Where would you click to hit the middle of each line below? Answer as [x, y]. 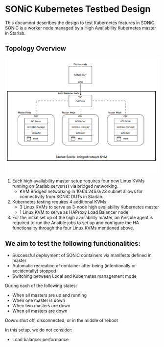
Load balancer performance [40, 340]
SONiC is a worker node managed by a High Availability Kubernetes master [81, 28]
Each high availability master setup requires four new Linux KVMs [78, 181]
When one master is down [38, 300]
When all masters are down [40, 311]
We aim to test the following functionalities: [73, 244]
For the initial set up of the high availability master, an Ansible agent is [82, 218]
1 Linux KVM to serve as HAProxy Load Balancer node [74, 212]
